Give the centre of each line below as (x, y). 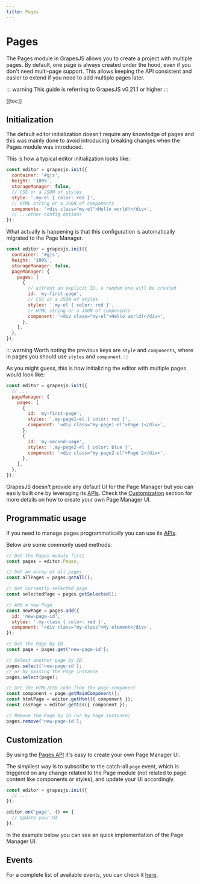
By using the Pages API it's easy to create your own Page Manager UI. (93, 755)
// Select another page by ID (44, 660)
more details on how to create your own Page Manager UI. (79, 499)
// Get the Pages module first (45, 556)
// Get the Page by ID (35, 644)
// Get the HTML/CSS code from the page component (71, 688)
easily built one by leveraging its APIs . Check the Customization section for (99, 493)
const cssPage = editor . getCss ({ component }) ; (67, 705)
